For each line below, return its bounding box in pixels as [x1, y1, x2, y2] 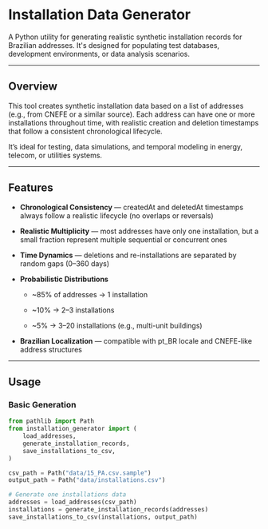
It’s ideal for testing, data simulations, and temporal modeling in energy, [8, 141, 243, 151]
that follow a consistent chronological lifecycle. [8, 126, 163, 136]
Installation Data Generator [8, 6, 191, 24]
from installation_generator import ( [8, 425, 137, 433]
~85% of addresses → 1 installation [31, 289, 148, 299]
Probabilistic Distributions [19, 274, 109, 284]
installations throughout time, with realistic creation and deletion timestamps [8, 117, 259, 127]
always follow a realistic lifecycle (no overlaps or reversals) [19, 210, 214, 221]
